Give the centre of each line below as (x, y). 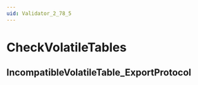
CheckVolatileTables (67, 47)
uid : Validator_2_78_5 (39, 13)
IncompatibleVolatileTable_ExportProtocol (99, 73)
